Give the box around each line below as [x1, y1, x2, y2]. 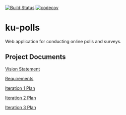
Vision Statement [5, 66, 40, 72]
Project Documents [5, 53, 66, 61]
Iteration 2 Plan [5, 95, 36, 101]
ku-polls [5, 22, 40, 33]
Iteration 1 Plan [5, 85, 36, 91]
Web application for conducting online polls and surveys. [5, 38, 122, 44]
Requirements [5, 75, 34, 81]
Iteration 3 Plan [5, 104, 36, 110]
